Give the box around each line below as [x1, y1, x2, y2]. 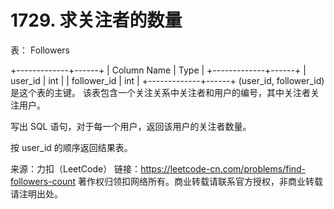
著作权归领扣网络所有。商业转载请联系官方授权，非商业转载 [78, 175, 324, 187]
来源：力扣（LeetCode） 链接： [10, 162, 142, 175]
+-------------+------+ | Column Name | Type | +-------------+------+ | [10, 64, 307, 76]
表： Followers [10, 44, 70, 56]
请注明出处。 [10, 187, 63, 200]
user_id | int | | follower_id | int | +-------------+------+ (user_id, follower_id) [10, 74, 325, 86]
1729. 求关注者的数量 [10, 9, 183, 32]
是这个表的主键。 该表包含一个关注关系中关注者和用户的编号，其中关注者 [10, 86, 311, 98]
